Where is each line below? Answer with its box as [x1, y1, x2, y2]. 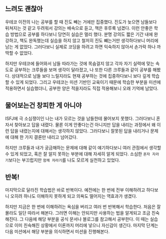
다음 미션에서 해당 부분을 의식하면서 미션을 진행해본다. [5, 229, 110, 235]
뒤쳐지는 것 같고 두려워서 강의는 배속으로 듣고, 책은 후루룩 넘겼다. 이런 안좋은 [5, 25, 153, 31]
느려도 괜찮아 [5, 4, 43, 13]
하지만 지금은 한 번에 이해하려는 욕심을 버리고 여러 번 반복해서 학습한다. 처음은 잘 [5, 204, 161, 210]
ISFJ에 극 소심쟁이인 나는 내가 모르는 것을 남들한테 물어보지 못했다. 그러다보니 [5, 115, 155, 121]
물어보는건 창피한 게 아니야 [5, 101, 82, 110]
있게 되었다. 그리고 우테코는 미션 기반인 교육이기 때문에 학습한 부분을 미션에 [15, 79, 161, 85]
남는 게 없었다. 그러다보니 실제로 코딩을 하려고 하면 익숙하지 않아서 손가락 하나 [5, 44, 156, 50]
